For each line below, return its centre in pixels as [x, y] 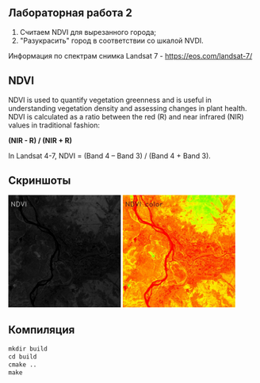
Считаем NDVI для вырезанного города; [88, 32]
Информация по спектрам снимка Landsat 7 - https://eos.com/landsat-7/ [130, 55]
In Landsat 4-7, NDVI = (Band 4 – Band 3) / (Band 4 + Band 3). [110, 155]
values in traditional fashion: [54, 125]
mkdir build [28, 349]
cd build [23, 357]
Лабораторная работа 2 [71, 13]
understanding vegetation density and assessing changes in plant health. [128, 108]
